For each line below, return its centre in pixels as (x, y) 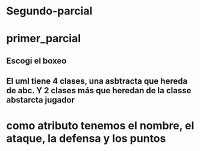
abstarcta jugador (41, 100)
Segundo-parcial (49, 11)
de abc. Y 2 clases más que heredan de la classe (99, 91)
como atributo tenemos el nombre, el (100, 126)
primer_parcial (44, 39)
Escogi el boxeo (36, 60)
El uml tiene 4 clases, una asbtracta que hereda (97, 82)
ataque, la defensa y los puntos (86, 139)
